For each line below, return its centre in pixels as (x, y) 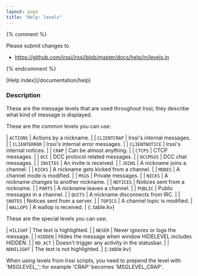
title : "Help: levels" (34, 17)
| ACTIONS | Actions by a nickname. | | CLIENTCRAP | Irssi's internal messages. (98, 138)
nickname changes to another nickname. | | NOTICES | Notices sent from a (95, 182)
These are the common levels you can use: (59, 126)
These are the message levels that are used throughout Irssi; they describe (98, 108)
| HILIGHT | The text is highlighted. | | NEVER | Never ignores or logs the (91, 230)
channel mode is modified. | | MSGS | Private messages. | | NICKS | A (87, 175)
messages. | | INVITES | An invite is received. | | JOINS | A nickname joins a (96, 163)
